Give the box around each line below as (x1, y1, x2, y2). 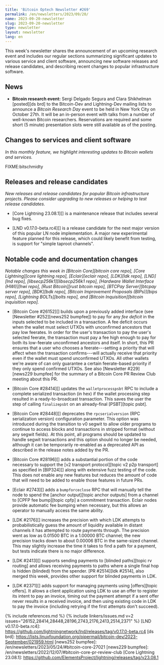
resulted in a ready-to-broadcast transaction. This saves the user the (12, 396, 152, 402)
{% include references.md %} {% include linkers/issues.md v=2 (5, 613, 134, 619)
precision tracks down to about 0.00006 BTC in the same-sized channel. (12, 538, 159, 544)
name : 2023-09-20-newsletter (5, 16, 65, 21)
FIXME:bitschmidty (5, 163, 43, 169)
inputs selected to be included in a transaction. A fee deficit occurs (12, 319, 148, 325)
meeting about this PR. (12, 376, 58, 382)
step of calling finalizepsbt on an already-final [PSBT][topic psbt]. (12, 401, 147, 407)
